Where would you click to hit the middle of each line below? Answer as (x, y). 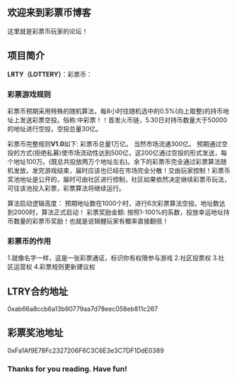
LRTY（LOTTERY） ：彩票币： (50, 74)
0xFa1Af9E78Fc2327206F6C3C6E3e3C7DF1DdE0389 (86, 350)
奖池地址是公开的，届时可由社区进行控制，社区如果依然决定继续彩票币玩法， (119, 179)
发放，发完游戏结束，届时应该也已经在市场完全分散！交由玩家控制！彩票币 (122, 170)
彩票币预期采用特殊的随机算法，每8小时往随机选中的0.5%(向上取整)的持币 (115, 111)
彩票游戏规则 (29, 94)
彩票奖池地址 (35, 333)
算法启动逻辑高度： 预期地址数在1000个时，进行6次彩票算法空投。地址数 (113, 203)
